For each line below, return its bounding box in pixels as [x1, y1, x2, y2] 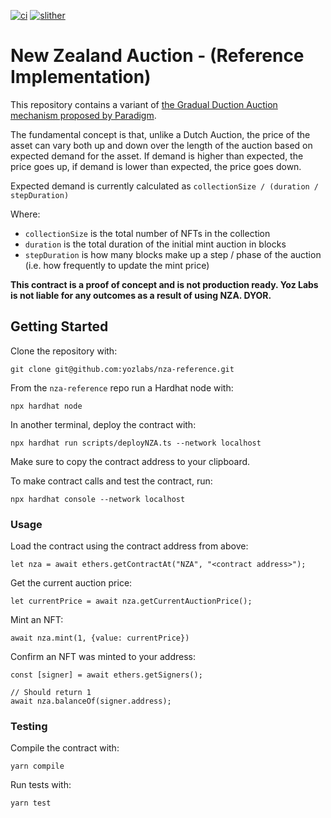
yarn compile [10, 761, 65, 772]
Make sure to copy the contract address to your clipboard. [10, 455, 251, 467]
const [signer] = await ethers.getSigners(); [10, 670, 203, 680]
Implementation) [10, 66, 152, 89]
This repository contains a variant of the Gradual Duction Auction [10, 98, 278, 110]
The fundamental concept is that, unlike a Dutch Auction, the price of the [10, 128, 311, 140]
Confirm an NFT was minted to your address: [10, 651, 196, 663]
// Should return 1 [10, 688, 92, 698]
